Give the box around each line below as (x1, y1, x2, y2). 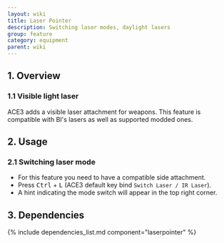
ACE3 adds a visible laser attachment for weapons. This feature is (7, 108, 201, 116)
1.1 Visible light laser (7, 91, 79, 101)
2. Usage (7, 136, 48, 148)
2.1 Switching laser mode (7, 157, 96, 167)
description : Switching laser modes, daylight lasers (7, 24, 171, 31)
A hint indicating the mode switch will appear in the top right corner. (17, 188, 218, 197)
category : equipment (7, 37, 69, 44)
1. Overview (7, 70, 61, 82)
